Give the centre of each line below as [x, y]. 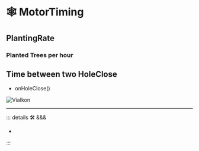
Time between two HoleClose [62, 74]
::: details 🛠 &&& [26, 118]
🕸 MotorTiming [45, 12]
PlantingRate [31, 38]
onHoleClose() [32, 89]
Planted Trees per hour [40, 55]
